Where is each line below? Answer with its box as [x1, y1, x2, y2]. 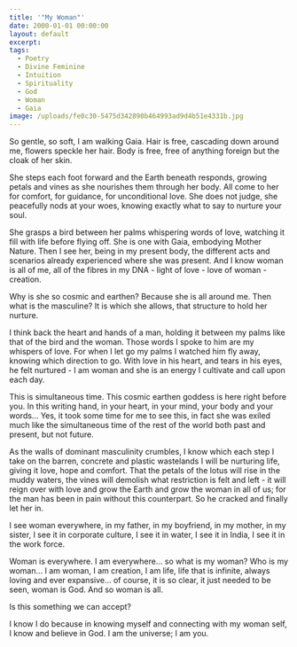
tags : [9, 46, 29, 55]
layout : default [9, 29, 69, 38]
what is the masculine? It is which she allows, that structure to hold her [9, 300, 268, 311]
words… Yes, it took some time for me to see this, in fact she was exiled [9, 410, 270, 421]
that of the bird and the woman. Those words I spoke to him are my [9, 337, 254, 347]
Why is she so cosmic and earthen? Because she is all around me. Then [9, 292, 272, 302]
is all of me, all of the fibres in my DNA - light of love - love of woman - [9, 265, 268, 276]
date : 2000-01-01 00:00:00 [9, 21, 109, 30]
